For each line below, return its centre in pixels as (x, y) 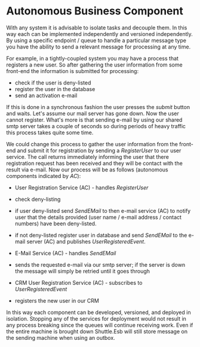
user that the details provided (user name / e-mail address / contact (98, 217)
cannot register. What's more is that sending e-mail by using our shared (94, 120)
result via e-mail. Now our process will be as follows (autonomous (87, 170)
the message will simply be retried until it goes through (82, 271)
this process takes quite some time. (50, 132)
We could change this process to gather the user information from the (92, 144)
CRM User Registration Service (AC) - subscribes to (79, 282)
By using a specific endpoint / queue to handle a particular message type (96, 40)
